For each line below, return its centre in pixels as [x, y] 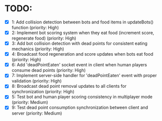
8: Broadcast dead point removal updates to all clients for [69, 86]
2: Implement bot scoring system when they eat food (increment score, [83, 33]
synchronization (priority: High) [43, 92]
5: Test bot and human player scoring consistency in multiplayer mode [82, 97]
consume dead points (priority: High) [49, 70]
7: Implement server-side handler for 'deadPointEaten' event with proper [84, 76]
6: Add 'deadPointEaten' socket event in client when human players [79, 65]
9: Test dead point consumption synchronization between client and [80, 107]
